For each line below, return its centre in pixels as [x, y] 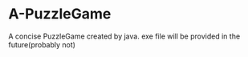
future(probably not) [42, 44]
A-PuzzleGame [60, 14]
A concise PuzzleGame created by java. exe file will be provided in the [124, 36]
